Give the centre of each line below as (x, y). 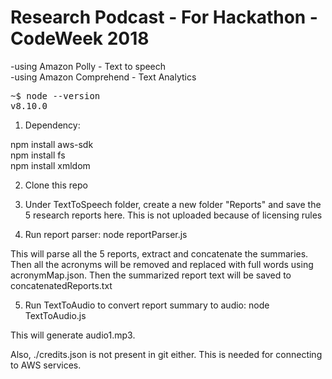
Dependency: (52, 125)
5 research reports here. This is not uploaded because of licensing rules (173, 215)
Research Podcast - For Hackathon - (164, 17)
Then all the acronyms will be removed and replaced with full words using (162, 264)
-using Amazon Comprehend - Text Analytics (103, 77)
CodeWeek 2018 (80, 38)
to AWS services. (46, 365)
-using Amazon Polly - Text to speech (88, 66)
